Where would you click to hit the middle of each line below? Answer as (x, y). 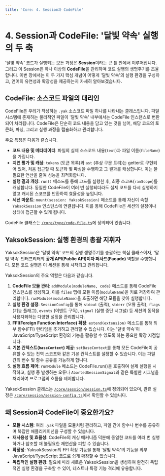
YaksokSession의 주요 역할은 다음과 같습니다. (49, 276)
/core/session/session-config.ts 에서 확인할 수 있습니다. (71, 395)
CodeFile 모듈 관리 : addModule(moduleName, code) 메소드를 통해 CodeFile (84, 286)
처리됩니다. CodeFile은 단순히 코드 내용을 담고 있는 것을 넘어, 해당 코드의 (84, 123)
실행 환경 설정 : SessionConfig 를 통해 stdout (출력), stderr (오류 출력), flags (86, 305)
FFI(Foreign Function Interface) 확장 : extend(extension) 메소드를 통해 (82, 323)
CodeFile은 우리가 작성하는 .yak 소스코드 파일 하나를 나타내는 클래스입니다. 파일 (82, 111)
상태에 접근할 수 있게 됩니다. (39, 212)
